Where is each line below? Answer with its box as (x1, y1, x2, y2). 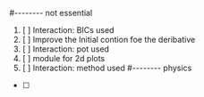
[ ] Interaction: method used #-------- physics (21, 62, 192, 73)
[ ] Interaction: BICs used (21, 25, 115, 35)
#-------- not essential (9, 8, 93, 18)
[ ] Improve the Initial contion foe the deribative (21, 35, 196, 44)
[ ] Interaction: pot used (21, 44, 110, 54)
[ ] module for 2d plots (21, 53, 106, 63)
